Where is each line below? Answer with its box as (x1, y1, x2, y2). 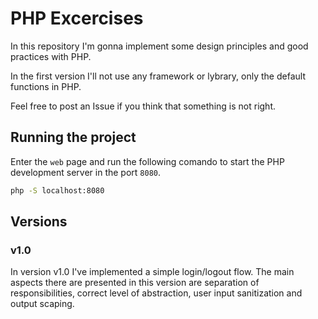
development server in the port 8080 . (10, 166, 162, 178)
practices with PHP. (10, 50, 92, 62)
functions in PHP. (10, 80, 82, 92)
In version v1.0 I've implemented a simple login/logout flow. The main (10, 266, 295, 278)
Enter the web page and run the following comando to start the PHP (10, 155, 285, 167)
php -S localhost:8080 (10, 185, 105, 196)
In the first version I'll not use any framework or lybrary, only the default (10, 70, 306, 82)
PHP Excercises (10, 7, 144, 30)
